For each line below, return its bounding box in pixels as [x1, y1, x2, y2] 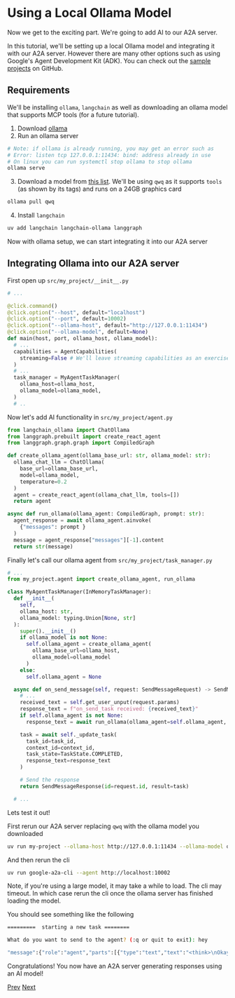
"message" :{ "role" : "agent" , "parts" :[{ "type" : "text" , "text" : [7, 949, 187, 957]
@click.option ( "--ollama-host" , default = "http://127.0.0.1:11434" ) [7, 322, 208, 329]
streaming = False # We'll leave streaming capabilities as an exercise [20, 354, 230, 362]
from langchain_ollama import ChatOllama [7, 426, 130, 433]
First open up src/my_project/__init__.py [7, 276, 129, 285]
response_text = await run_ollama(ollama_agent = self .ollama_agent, [25, 718, 227, 725]
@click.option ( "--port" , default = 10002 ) [7, 316, 127, 323]
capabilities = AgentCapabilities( [13, 348, 117, 355]
